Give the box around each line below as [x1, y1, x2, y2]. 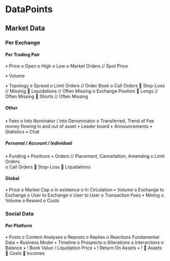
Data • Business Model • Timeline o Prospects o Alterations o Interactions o [5, 239, 164, 245]
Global [5, 175, 19, 181]
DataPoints [5, 4, 53, 15]
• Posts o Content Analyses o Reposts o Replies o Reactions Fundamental [5, 234, 160, 240]
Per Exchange [5, 39, 41, 46]
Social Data [5, 210, 34, 217]
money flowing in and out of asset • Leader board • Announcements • [5, 123, 153, 129]
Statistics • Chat [5, 128, 40, 135]
